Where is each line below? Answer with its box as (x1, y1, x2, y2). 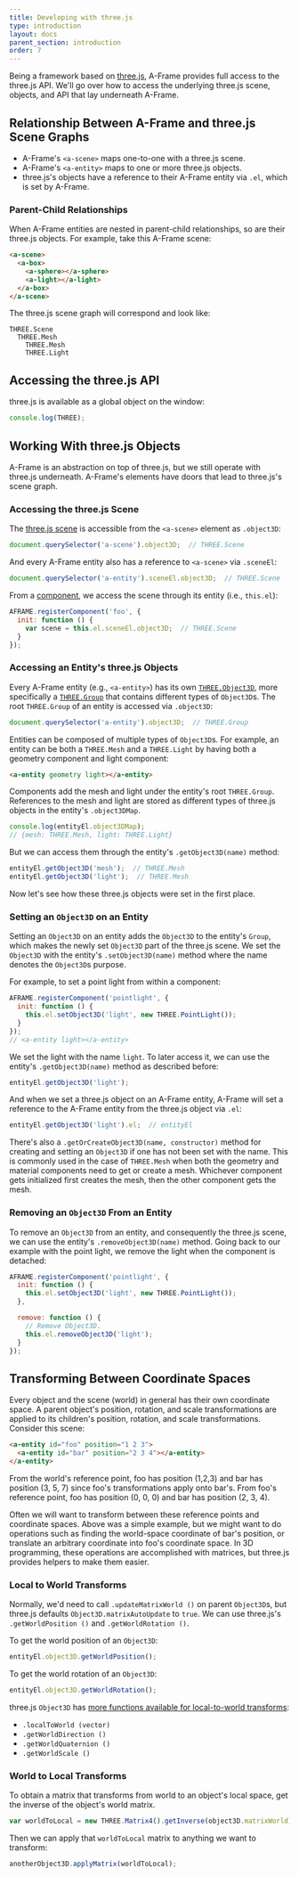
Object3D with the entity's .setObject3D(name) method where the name (9, 950, 269, 960)
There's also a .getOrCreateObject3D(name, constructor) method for (9, 1137, 262, 1147)
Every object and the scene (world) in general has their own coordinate (9, 1395, 270, 1406)
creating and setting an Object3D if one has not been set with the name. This (9, 1147, 289, 1157)
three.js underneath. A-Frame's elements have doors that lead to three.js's (9, 471, 282, 482)
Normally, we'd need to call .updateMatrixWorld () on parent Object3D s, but (9, 1599, 287, 1610)
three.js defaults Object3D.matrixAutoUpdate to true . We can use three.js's (9, 1609, 282, 1620)
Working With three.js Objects (9, 438, 181, 453)
